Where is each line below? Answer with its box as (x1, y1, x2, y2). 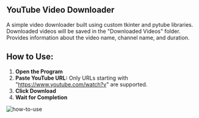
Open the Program (15, 68, 63, 75)
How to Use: (6, 52, 54, 62)
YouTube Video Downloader (6, 5, 115, 15)
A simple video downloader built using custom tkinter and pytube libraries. (6, 21, 194, 28)
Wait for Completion (15, 94, 68, 101)
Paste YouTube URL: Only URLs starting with (15, 74, 128, 82)
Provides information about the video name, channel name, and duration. (6, 33, 190, 41)
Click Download (15, 87, 57, 94)
